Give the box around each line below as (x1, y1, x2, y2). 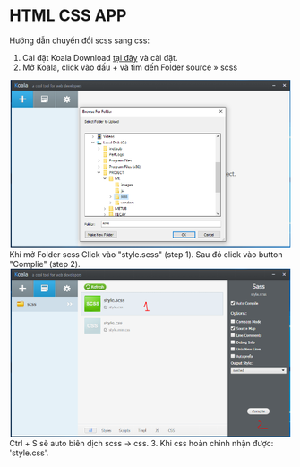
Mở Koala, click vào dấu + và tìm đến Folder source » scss (21, 62, 238, 73)
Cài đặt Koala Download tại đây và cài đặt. (21, 52, 178, 63)
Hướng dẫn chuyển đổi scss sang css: (9, 35, 150, 46)
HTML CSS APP (9, 5, 127, 26)
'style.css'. (9, 447, 49, 458)
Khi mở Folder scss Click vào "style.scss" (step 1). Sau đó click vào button (9, 248, 283, 260)
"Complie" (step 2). (9, 258, 81, 269)
